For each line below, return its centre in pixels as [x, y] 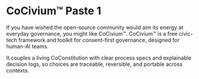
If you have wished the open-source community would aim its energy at [95, 27]
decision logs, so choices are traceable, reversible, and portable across [94, 64]
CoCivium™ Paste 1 [54, 11]
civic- [186, 33]
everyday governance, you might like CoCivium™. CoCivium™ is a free [92, 33]
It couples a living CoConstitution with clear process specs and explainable [99, 58]
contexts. [18, 70]
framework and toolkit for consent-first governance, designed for [99, 40]
